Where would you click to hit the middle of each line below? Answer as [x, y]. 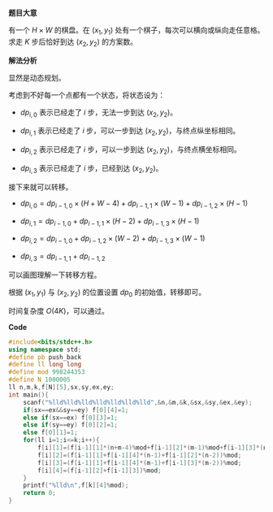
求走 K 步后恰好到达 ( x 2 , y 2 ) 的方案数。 [73, 42]
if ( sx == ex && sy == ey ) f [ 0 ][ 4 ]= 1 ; [76, 410]
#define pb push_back [45, 357]
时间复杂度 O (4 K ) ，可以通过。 [59, 310]
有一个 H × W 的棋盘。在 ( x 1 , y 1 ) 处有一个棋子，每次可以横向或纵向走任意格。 [136, 31]
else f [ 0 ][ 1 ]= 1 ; [51, 433]
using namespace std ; [45, 349]
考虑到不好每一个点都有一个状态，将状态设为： [87, 95]
